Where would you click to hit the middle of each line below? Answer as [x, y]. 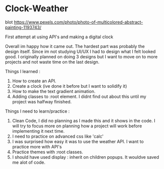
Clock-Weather [37, 9]
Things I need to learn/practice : [37, 111]
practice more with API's [37, 146]
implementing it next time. [38, 131]
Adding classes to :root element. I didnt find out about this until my [79, 97]
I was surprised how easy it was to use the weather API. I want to [78, 141]
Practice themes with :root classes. [47, 152]
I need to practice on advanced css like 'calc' [58, 136]
